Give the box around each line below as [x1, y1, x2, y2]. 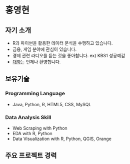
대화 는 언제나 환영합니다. [12, 59, 61, 65]
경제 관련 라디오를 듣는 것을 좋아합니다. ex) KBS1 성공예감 [12, 53, 125, 58]
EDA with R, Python [12, 130, 52, 136]
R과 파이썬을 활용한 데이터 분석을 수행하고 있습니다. [12, 40, 113, 46]
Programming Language [5, 90, 65, 97]
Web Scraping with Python [12, 125, 67, 131]
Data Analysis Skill [5, 114, 51, 121]
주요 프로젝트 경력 [5, 152, 57, 160]
